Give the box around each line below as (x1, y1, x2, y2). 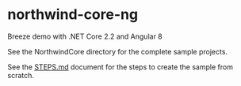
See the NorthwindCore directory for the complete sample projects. (7, 47, 228, 56)
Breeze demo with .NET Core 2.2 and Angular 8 (7, 32, 163, 41)
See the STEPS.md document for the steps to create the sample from (7, 62, 233, 72)
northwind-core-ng (7, 6, 139, 24)
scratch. (7, 70, 35, 80)
